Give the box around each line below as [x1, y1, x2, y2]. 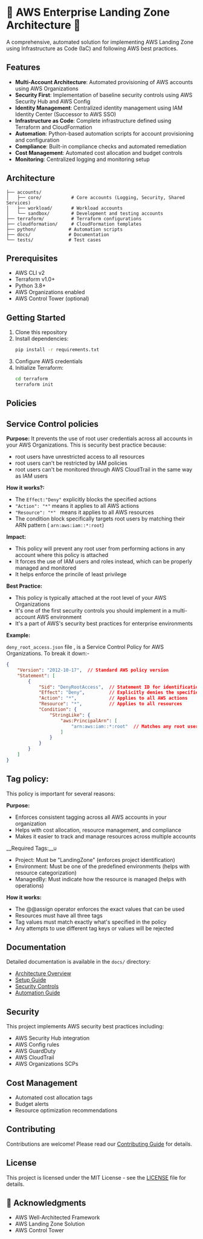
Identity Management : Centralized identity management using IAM [14, 104, 183, 111]
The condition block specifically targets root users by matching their [14, 515, 185, 522]
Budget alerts [14, 1100, 49, 1108]
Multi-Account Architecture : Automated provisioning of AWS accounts [14, 78, 193, 85]
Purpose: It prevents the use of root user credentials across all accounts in [6, 435, 193, 442]
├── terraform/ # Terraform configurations [6, 215, 142, 222]
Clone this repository [14, 329, 68, 336]
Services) [6, 200, 31, 206]
